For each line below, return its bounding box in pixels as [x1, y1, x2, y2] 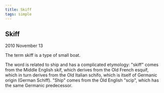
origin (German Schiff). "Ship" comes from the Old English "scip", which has [5, 77, 159, 83]
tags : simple [5, 12, 32, 17]
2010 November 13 [5, 43, 43, 49]
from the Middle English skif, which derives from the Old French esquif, [5, 67, 149, 73]
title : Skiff [5, 7, 32, 12]
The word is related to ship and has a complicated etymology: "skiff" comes [5, 62, 159, 68]
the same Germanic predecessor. [5, 83, 73, 89]
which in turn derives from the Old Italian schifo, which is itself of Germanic [5, 72, 158, 78]
